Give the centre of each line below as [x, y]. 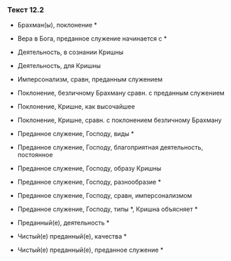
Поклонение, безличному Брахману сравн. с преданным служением [121, 93]
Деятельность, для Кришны [59, 66]
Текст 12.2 [26, 10]
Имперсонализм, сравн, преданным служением [90, 79]
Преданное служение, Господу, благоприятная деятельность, [110, 147]
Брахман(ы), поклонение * [57, 25]
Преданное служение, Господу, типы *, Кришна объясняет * [107, 209]
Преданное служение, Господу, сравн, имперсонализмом [105, 196]
